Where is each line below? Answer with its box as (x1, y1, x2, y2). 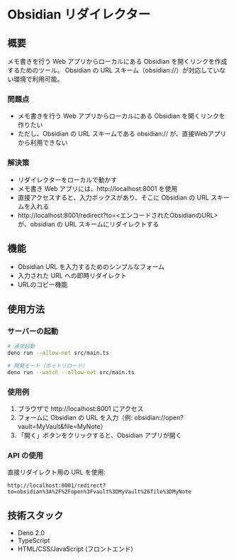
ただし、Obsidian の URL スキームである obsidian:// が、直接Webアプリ (17, 129, 227, 138)
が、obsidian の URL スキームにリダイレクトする (17, 219, 159, 228)
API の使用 (7, 450, 44, 460)
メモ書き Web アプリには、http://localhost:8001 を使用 (17, 184, 178, 192)
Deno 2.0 (17, 529, 45, 537)
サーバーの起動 (7, 326, 59, 336)
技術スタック (7, 509, 64, 522)
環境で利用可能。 (13, 75, 64, 83)
